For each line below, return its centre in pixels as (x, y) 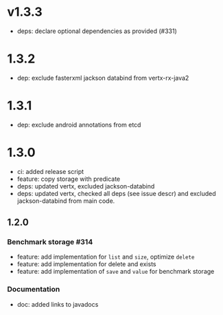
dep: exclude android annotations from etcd (79, 124)
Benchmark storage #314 (50, 242)
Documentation (34, 290)
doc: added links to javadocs (58, 304)
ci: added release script (50, 171)
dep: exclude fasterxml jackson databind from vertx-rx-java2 (103, 78)
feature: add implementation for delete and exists (86, 264)
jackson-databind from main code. (66, 201)
